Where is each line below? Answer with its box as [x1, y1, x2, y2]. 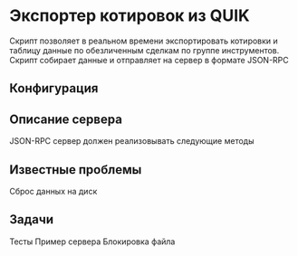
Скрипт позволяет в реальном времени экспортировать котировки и [9, 35, 278, 46]
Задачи [9, 212, 54, 227]
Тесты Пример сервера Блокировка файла [9, 236, 176, 247]
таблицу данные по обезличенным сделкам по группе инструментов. [9, 44, 280, 55]
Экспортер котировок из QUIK [9, 5, 251, 26]
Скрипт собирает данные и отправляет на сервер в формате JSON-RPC [9, 54, 290, 65]
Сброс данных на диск [9, 185, 98, 196]
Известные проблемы [9, 162, 142, 177]
